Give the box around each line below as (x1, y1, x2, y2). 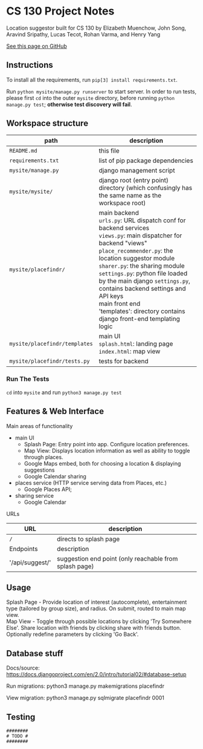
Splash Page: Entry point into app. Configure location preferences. (24, 440, 190, 447)
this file (98, 147, 120, 155)
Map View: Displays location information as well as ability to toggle (24, 447, 190, 454)
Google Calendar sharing (24, 472, 86, 480)
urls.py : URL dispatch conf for (98, 216, 186, 225)
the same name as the (98, 191, 162, 199)
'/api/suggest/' (9, 558, 51, 567)
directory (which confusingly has (98, 183, 192, 192)
